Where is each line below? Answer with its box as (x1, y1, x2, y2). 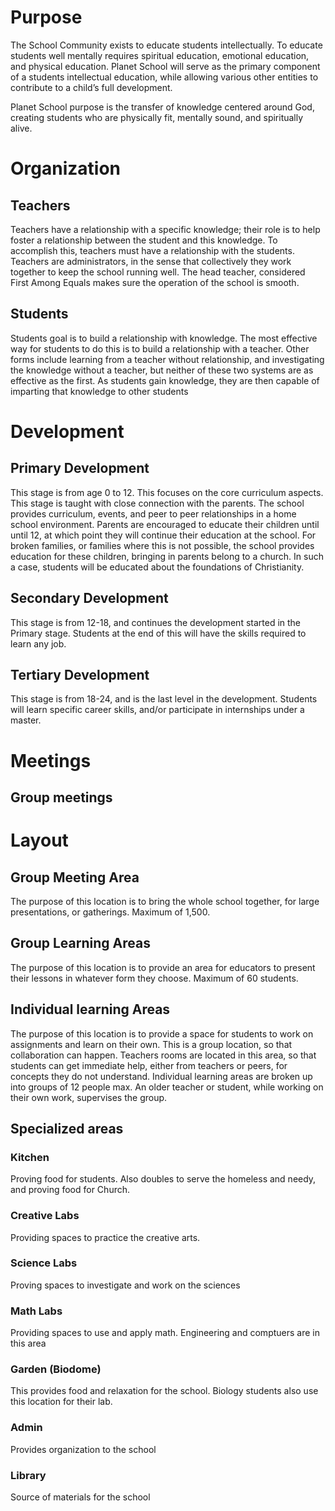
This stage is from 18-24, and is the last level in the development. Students (10, 693, 318, 705)
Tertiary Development (10, 666, 150, 683)
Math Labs (10, 1304, 63, 1318)
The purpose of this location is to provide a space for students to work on (10, 1027, 314, 1040)
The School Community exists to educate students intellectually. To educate (10, 39, 323, 51)
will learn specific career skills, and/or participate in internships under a (10, 704, 305, 716)
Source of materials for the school (10, 1491, 151, 1503)
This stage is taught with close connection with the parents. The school (10, 497, 305, 509)
